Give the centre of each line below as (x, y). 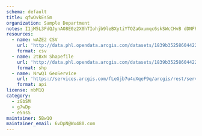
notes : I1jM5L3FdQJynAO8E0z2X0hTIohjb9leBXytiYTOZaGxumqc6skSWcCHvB (94, 29)
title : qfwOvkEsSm (29, 17)
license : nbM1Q (25, 90)
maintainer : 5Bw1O (29, 118)
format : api (32, 85)
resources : (20, 34)
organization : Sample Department (48, 23)
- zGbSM (21, 101)
